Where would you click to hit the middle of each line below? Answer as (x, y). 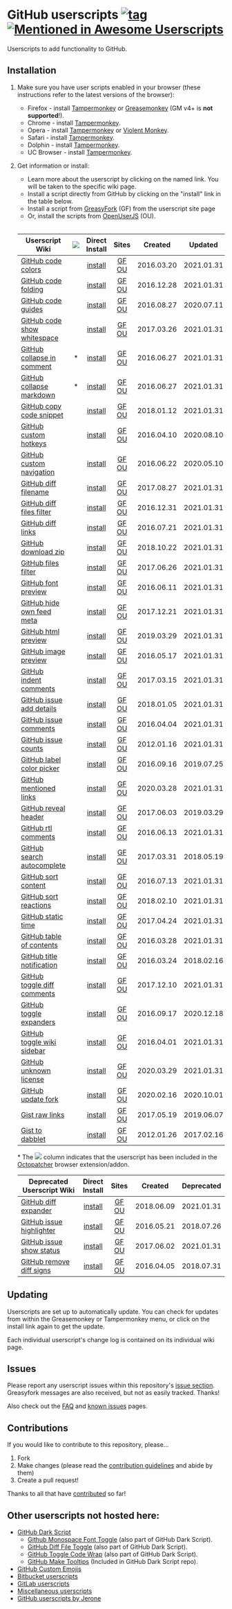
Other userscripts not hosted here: (84, 1515)
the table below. (50, 201)
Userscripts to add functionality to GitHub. (67, 49)
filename (35, 492)
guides (32, 309)
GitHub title (39, 956)
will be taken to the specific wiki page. (82, 186)
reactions (36, 905)
